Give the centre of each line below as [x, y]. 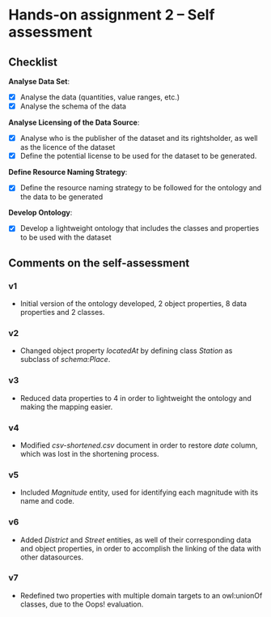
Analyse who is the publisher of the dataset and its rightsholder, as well [139, 138]
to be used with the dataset [66, 237]
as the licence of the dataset [68, 147]
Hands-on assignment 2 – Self [112, 15]
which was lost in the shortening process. [89, 453]
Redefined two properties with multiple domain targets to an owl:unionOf [141, 595]
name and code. [47, 501]
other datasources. [52, 557]
